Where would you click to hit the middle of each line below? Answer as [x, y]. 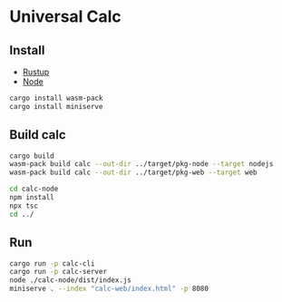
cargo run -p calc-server [58, 272]
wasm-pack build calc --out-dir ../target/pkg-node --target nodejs [141, 164]
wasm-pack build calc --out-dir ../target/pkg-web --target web [133, 173]
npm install [32, 198]
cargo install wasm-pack [56, 98]
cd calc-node [34, 189]
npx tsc [24, 206]
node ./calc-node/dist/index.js [70, 280]
